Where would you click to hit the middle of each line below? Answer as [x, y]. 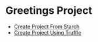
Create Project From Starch [47, 26]
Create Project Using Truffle [48, 32]
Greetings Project [49, 11]
